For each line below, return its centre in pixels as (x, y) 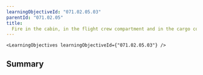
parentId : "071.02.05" (35, 18)
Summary (25, 64)
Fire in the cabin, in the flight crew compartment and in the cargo (101, 29)
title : (14, 23)
